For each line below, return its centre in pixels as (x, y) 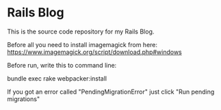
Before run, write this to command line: (62, 65)
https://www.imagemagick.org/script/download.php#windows (95, 52)
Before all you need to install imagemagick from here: (82, 44)
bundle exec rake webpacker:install (57, 78)
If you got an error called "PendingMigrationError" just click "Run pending (111, 92)
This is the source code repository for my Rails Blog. (81, 31)
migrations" (23, 99)
